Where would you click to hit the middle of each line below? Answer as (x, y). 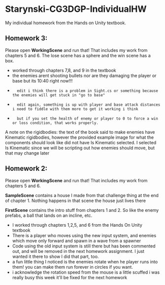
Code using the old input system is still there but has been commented (84, 246)
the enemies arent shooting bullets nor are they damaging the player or (84, 76)
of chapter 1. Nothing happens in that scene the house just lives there (76, 201)
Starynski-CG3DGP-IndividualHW (76, 9)
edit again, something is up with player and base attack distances (89, 105)
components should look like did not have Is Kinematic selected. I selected (81, 142)
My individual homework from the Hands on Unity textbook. (66, 23)
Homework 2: (26, 169)
